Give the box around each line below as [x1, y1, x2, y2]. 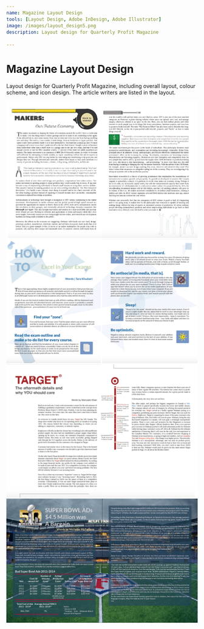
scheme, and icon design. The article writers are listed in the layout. [6, 89, 176, 97]
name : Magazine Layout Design [6, 10, 83, 16]
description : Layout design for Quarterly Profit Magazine [6, 29, 159, 35]
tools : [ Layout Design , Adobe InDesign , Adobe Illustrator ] [6, 16, 162, 22]
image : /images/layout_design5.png [6, 22, 97, 29]
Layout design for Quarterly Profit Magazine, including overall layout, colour [6, 83, 196, 90]
